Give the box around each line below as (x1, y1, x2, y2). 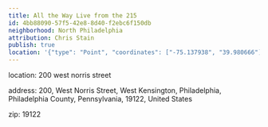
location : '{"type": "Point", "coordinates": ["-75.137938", (8, 48, 216, 56)
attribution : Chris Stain (8, 33, 94, 42)
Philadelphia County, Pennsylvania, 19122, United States (8, 94, 193, 103)
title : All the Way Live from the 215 (8, 11, 137, 20)
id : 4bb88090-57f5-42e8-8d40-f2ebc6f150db (8, 19, 152, 27)
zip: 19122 (8, 110, 41, 119)
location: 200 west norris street (8, 71, 112, 79)
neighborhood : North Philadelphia (8, 26, 124, 34)
